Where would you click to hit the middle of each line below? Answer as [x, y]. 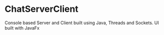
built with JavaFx [22, 28]
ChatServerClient [42, 9]
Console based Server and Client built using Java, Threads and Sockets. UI [82, 23]
